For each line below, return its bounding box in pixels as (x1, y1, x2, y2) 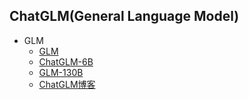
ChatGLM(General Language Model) (9, 8, 240, 25)
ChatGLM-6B (38, 55, 94, 68)
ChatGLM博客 (38, 78, 96, 90)
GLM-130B (38, 66, 84, 78)
